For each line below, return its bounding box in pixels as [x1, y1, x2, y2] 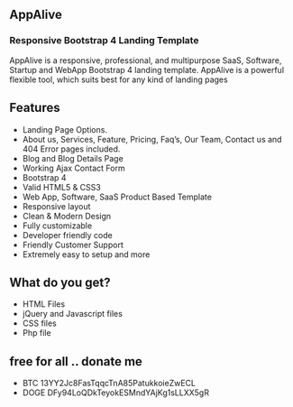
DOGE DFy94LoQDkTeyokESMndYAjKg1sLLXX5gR [22, 387, 210, 398]
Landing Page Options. [22, 124, 108, 134]
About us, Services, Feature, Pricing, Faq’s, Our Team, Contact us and [22, 134, 282, 144]
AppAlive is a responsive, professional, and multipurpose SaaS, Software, [9, 54, 282, 66]
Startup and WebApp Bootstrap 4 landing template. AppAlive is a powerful [9, 64, 285, 75]
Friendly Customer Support [22, 239, 124, 250]
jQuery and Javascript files [22, 309, 124, 319]
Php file [22, 328, 51, 338]
